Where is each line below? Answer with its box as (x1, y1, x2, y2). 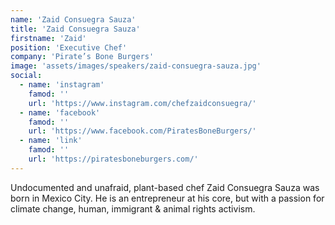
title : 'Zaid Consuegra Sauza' (10, 24, 141, 34)
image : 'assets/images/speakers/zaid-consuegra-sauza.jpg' (10, 61, 262, 71)
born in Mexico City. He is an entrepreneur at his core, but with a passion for (10, 192, 325, 204)
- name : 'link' (19, 136, 83, 146)
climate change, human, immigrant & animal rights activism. (10, 202, 256, 215)
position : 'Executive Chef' (10, 42, 128, 53)
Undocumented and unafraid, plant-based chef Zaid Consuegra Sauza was (10, 181, 320, 193)
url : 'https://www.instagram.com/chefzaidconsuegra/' (28, 98, 257, 108)
